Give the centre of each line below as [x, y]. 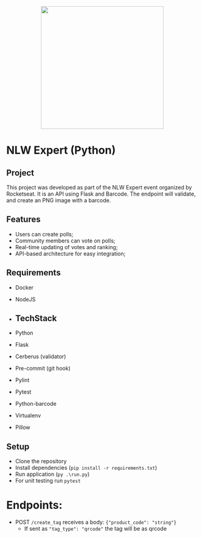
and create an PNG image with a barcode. [59, 200]
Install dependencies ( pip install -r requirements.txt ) [86, 468]
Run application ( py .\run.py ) [52, 474]
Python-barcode [36, 404]
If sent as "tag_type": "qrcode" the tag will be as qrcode [96, 529]
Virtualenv [28, 416]
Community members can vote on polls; [65, 241]
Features [23, 220]
